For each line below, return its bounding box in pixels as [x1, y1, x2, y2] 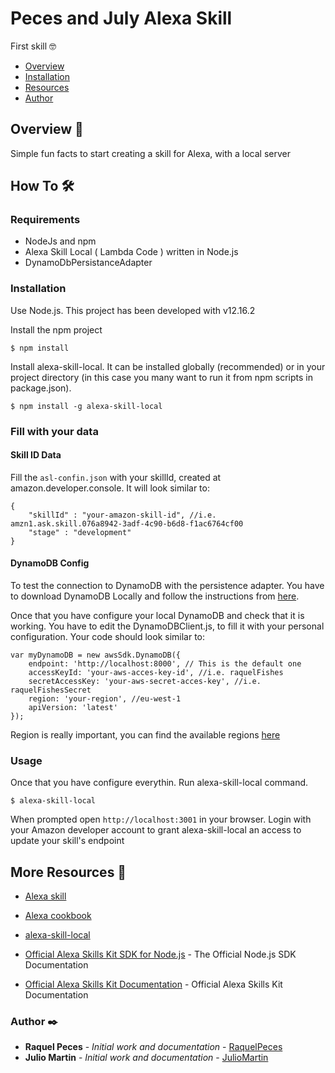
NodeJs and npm [24, 235, 97, 247]
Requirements [10, 213, 81, 227]
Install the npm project [10, 323, 103, 336]
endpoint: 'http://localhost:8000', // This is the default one [28, 659, 302, 669]
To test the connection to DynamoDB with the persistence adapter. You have [10, 580, 325, 592]
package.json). [10, 382, 72, 394]
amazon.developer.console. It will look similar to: [10, 482, 210, 494]
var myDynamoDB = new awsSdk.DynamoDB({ [10, 650, 182, 661]
